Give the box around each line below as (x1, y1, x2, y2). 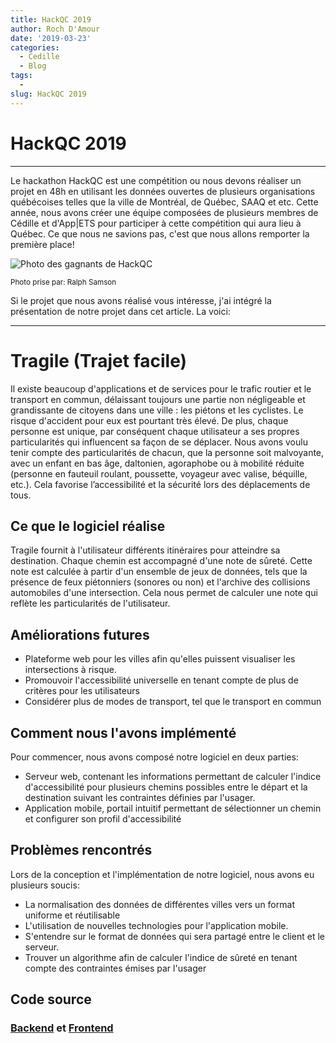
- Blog (19, 61, 47, 71)
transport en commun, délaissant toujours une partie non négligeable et (10, 393, 306, 405)
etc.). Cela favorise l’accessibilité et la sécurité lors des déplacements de (10, 478, 311, 490)
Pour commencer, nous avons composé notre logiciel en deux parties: (10, 751, 299, 763)
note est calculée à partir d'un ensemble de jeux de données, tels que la (10, 566, 308, 578)
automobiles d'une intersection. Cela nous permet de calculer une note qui (10, 587, 318, 599)
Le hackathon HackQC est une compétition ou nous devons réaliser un (10, 174, 302, 186)
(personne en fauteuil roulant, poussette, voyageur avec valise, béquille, (10, 467, 308, 480)
